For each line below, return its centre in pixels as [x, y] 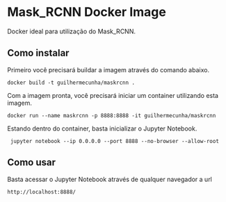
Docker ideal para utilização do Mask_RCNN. [71, 31]
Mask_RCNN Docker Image [87, 12]
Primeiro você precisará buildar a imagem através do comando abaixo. [108, 69]
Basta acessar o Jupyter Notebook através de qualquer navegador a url [110, 179]
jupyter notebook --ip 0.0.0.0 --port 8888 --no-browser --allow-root [114, 141]
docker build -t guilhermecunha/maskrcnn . [71, 83]
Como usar [32, 163]
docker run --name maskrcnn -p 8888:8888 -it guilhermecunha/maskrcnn [112, 115]
